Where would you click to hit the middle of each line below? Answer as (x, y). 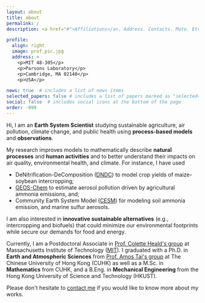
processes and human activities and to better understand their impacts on (101, 156)
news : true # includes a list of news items (65, 91)
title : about (23, 18)
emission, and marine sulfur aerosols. (62, 207)
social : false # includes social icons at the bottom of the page (94, 102)
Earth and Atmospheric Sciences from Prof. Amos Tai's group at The (94, 256)
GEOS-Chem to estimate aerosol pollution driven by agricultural (95, 187)
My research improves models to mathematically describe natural (89, 149)
